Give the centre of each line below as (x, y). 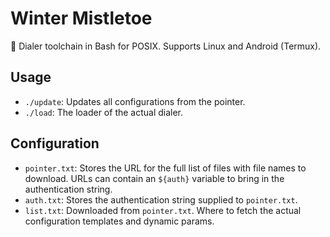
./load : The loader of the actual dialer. (104, 112)
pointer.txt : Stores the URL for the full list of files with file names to (165, 168)
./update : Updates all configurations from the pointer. (135, 101)
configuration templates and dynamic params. (119, 221)
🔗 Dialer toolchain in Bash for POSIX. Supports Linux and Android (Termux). (166, 46)
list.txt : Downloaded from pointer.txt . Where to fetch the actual (163, 210)
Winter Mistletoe (81, 18)
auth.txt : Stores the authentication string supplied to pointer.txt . (161, 199)
